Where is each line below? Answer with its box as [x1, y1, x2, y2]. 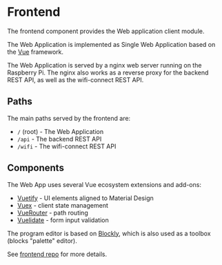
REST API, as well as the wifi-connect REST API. [7, 75, 144, 84]
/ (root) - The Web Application [17, 127, 104, 135]
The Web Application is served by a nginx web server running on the [7, 61, 202, 69]
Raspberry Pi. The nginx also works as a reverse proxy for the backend [7, 68, 209, 77]
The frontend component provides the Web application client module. [7, 27, 205, 35]
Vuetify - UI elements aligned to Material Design [17, 194, 154, 202]
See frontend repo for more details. [7, 250, 108, 258]
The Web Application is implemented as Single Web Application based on [7, 40, 216, 48]
